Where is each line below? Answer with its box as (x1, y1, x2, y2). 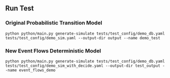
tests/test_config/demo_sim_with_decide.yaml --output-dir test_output (5, 63, 160, 68)
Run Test (5, 4, 34, 13)
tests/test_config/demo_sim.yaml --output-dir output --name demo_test (5, 35, 160, 40)
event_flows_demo (18, 67, 56, 73)
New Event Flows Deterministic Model (5, 47, 101, 54)
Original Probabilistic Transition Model (5, 19, 103, 27)
